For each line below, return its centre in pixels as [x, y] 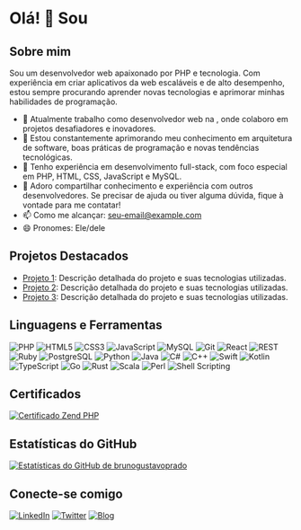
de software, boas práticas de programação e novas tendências [141, 148]
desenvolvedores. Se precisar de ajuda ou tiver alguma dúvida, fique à [153, 195]
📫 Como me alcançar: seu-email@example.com [112, 215]
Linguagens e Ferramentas [86, 326]
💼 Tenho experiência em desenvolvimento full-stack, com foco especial [155, 167]
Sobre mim [40, 52]
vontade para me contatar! [71, 205]
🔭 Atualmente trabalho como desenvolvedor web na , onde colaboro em [155, 119]
